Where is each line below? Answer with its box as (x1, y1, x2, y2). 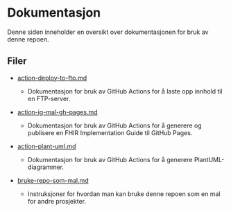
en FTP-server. (27, 94, 71, 103)
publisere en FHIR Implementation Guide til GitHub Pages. (27, 128, 193, 136)
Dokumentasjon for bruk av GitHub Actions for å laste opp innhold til (27, 87, 223, 95)
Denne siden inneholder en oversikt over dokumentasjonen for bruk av (7, 28, 209, 36)
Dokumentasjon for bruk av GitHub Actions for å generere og (27, 121, 203, 130)
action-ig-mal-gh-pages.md (17, 107, 98, 116)
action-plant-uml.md (17, 142, 76, 150)
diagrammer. (27, 163, 65, 171)
